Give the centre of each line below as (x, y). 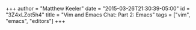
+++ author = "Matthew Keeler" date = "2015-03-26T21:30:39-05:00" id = (98, 9)
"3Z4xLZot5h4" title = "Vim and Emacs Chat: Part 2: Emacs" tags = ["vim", (98, 15)
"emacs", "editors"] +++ (35, 21)
